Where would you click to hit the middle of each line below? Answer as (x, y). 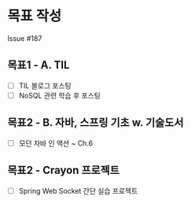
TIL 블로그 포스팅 (45, 85)
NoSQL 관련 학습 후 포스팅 (60, 95)
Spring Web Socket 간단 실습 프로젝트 (78, 190)
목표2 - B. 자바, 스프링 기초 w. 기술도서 (95, 123)
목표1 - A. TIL (39, 65)
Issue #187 (25, 38)
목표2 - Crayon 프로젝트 (63, 170)
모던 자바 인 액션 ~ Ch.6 (56, 143)
